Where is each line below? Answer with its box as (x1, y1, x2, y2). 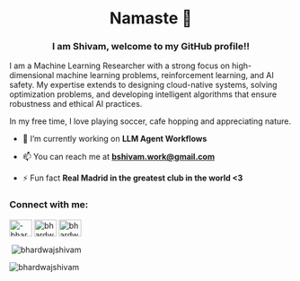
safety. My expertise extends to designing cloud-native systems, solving (9, 80, 278, 91)
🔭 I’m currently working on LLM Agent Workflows (22, 134, 207, 145)
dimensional (9, 70, 55, 81)
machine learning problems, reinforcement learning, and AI (56, 70, 274, 81)
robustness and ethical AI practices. (9, 99, 143, 110)
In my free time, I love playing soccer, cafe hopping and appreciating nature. (9, 116, 292, 127)
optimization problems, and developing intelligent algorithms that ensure (9, 89, 277, 100)
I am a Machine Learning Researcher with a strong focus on (9, 60, 231, 71)
